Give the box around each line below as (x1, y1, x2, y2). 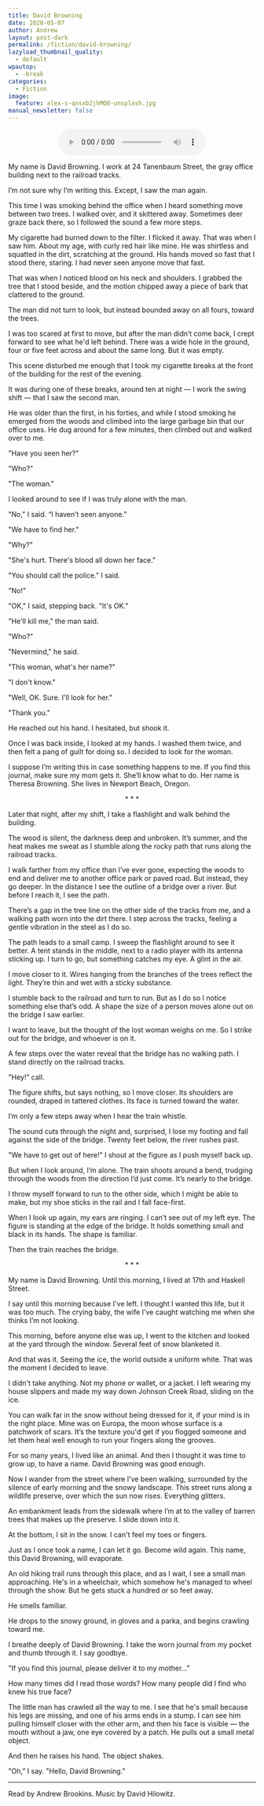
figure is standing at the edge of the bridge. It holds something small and (8, 1221, 244, 1230)
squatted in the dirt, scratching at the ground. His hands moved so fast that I (8, 250, 255, 258)
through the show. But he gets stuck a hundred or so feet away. (8, 1585, 214, 1595)
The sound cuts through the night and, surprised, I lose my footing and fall (8, 1127, 249, 1135)
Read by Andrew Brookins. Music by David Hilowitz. (8, 1789, 175, 1798)
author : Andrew (8, 26, 58, 34)
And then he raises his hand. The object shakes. (8, 1751, 164, 1760)
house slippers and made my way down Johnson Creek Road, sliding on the (8, 1387, 254, 1395)
